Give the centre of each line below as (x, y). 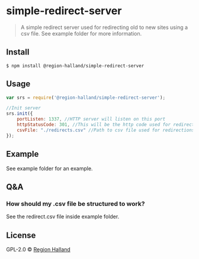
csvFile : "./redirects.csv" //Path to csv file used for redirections (106, 130)
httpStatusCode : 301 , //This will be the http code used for (94, 125)
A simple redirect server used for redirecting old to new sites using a (104, 27)
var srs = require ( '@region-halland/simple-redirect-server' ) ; (86, 98)
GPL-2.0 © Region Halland (38, 249)
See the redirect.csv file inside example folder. (63, 216)
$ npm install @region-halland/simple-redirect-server (75, 66)
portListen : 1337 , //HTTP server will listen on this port (91, 119)
